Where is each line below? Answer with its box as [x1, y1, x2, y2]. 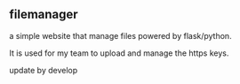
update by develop [9, 65, 78, 75]
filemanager [9, 7, 78, 22]
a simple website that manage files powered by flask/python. [9, 30, 233, 41]
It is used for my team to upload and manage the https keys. [9, 48, 229, 58]
